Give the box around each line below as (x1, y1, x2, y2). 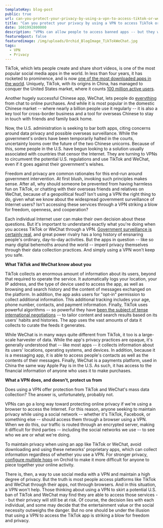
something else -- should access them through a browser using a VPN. (5, 417, 147, 422)
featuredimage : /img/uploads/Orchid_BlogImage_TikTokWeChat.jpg (5, 39, 138, 44)
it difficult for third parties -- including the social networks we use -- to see (5, 427, 155, 433)
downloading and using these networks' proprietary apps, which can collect (5, 447, 157, 452)
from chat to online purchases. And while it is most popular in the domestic (5, 100, 155, 107)
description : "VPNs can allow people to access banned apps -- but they (5, 30, 155, 34)
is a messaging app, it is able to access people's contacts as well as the (5, 352, 149, 358)
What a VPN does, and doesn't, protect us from (5, 377, 102, 383)
